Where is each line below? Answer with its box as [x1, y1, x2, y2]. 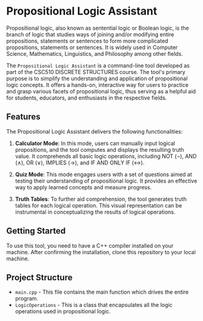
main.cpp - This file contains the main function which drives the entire [15, 288, 189, 296]
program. [15, 295, 38, 302]
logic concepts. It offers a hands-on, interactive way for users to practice [6, 81, 189, 89]
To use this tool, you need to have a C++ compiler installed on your [6, 242, 174, 249]
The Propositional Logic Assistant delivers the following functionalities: [6, 127, 183, 135]
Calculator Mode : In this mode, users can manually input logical [15, 140, 176, 147]
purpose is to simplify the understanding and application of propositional [6, 75, 188, 82]
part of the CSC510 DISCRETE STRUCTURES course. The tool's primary [6, 68, 186, 75]
